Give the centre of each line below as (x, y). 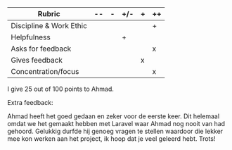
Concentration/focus (45, 71)
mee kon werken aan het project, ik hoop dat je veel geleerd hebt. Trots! (111, 139)
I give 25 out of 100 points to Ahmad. (60, 89)
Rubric (49, 14)
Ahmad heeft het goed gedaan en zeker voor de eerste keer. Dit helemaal (114, 116)
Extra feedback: (30, 102)
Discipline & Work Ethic (49, 26)
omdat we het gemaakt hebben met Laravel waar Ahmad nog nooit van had (116, 124)
